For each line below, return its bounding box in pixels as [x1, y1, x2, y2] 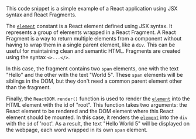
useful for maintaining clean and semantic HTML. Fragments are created [6, 48, 181, 55]
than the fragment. [6, 84, 51, 90]
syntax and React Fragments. [6, 11, 77, 18]
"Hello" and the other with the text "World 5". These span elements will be [6, 72, 183, 78]
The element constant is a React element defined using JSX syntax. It [6, 23, 173, 29]
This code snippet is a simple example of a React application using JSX [6, 5, 178, 12]
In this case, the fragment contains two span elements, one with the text [6, 65, 179, 72]
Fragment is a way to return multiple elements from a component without [6, 35, 182, 42]
